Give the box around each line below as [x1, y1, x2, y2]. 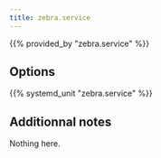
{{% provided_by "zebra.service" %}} [9, 38, 150, 49]
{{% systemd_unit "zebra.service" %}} [9, 88, 153, 99]
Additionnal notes [9, 114, 112, 129]
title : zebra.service [9, 13, 91, 23]
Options [9, 64, 56, 79]
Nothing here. [9, 138, 61, 149]
